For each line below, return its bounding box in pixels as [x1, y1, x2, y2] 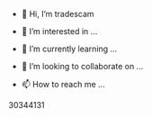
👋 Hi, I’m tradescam [21, 9, 95, 19]
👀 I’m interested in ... [21, 26, 98, 36]
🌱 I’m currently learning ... [21, 43, 118, 54]
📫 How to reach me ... [21, 79, 105, 89]
